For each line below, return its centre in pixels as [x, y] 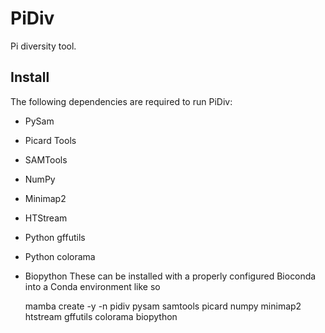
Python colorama [60, 256]
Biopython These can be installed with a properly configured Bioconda [170, 276]
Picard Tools [50, 140]
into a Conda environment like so [92, 286]
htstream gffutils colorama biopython [101, 316]
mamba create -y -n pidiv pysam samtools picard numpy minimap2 [163, 306]
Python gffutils [55, 237]
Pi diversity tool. [43, 46]
